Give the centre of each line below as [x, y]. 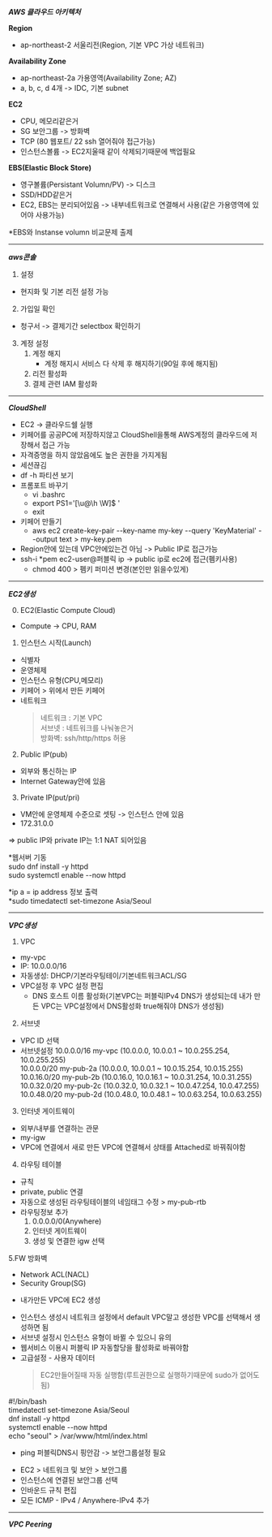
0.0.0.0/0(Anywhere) [67, 1221]
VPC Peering [30, 1524]
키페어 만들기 [41, 521]
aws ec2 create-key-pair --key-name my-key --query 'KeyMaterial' [144, 531]
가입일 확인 [38, 309]
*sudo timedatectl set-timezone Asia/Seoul [80, 901]
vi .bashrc [49, 494]
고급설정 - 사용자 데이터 [57, 1358]
